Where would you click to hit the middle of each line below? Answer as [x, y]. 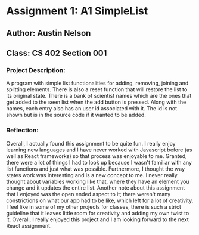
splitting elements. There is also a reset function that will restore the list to [97, 89]
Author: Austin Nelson [49, 33]
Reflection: [22, 131]
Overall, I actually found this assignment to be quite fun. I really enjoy [91, 143]
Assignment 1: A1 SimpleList [77, 11]
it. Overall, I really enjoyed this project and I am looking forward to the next [97, 219]
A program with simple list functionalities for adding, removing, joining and [97, 83]
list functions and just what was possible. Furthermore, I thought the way [96, 169]
